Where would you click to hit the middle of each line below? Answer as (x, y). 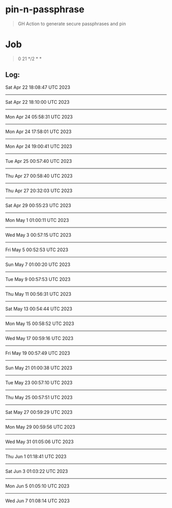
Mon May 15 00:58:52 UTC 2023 (40, 323)
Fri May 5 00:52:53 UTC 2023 (37, 250)
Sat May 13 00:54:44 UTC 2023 (39, 309)
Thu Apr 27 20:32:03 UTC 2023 (39, 191)
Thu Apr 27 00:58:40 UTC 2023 (39, 176)
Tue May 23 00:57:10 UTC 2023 (39, 382)
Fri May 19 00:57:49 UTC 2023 (38, 353)
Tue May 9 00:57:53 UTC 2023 (38, 279)
